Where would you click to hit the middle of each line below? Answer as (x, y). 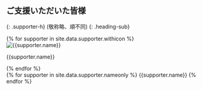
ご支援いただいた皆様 (46, 11)
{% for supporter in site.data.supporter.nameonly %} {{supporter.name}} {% (101, 75)
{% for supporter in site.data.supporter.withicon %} (70, 39)
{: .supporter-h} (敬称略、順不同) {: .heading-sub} (68, 27)
